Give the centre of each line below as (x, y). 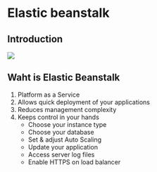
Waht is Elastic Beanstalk (64, 78)
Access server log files (61, 154)
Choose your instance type (67, 124)
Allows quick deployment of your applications (83, 102)
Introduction (35, 39)
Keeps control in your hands (58, 117)
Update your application (63, 147)
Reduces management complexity (67, 109)
